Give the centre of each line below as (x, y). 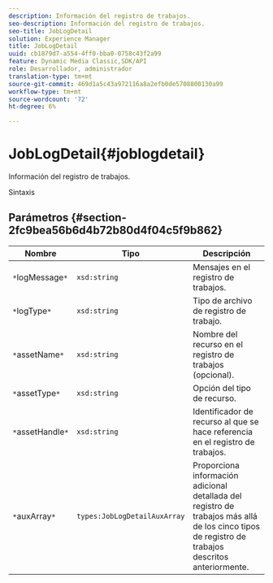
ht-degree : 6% (32, 107)
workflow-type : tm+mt (45, 91)
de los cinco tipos (226, 526)
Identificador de (223, 411)
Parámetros (39, 218)
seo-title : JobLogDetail (50, 31)
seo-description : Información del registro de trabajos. (107, 24)
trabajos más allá (225, 516)
